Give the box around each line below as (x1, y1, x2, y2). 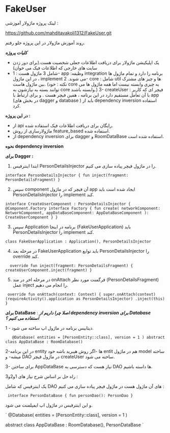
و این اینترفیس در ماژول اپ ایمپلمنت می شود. (5, 402, 93, 408)
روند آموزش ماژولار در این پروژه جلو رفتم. (5, 39, 86, 46)
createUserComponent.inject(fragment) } (5, 267, 93, 273)
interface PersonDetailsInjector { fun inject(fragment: (5, 173, 129, 178)
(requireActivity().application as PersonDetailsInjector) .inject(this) (5, 296, 165, 301)
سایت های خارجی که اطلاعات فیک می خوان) (12, 65, 98, 71)
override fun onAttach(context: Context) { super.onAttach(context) (7, 291, 156, 297)
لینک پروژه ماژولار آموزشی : (5, 20, 59, 26)
